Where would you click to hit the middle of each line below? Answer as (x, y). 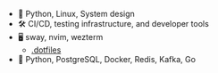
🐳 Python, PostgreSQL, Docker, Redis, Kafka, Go (107, 59)
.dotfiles (46, 50)
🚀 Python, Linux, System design (76, 14)
